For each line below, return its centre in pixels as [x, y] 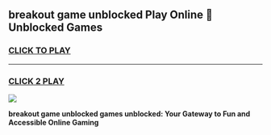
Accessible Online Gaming [54, 122]
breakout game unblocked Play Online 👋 [111, 15]
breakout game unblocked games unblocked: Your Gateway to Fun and [129, 113]
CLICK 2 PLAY [36, 81]
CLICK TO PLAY [40, 51]
